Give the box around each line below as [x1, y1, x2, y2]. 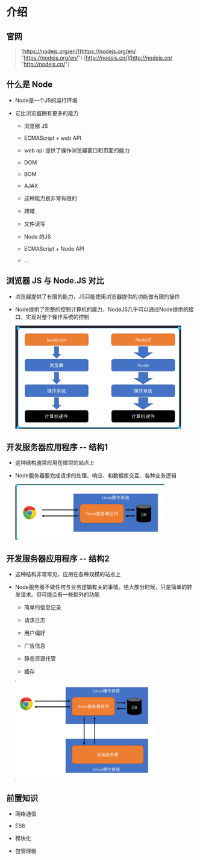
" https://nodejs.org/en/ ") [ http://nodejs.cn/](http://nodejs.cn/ [20, 54, 173, 61]
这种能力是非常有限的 [23, 194, 77, 202]
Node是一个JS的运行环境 [14, 96, 78, 104]
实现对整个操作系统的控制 [25, 313, 89, 320]
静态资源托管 [23, 655, 56, 662]
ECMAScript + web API [23, 134, 81, 142]
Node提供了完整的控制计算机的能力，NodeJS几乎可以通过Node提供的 [14, 306, 189, 313]
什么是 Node [6, 80, 53, 90]
